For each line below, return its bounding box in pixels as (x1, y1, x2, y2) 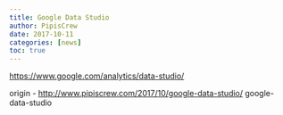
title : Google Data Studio (9, 12, 110, 22)
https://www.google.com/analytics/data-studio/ (9, 70, 185, 81)
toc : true (9, 46, 46, 55)
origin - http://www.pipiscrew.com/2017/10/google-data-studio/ (9, 88, 244, 99)
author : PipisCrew (9, 21, 78, 30)
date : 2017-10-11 (9, 29, 74, 38)
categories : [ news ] (9, 37, 82, 47)
